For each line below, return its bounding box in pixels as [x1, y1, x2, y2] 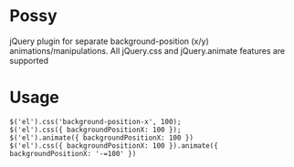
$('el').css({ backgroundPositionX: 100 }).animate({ [9, 141, 219, 151]
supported [9, 55, 48, 66]
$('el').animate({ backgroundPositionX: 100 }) [9, 133, 194, 142]
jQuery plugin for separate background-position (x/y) [9, 36, 210, 47]
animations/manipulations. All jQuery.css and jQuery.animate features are [9, 45, 286, 56]
